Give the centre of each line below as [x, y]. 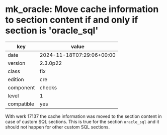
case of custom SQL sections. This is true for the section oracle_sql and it [82, 121]
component [21, 87]
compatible [21, 104]
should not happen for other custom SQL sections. [57, 127]
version [17, 63]
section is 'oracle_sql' [52, 31]
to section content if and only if [72, 20]
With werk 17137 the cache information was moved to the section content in [83, 116]
